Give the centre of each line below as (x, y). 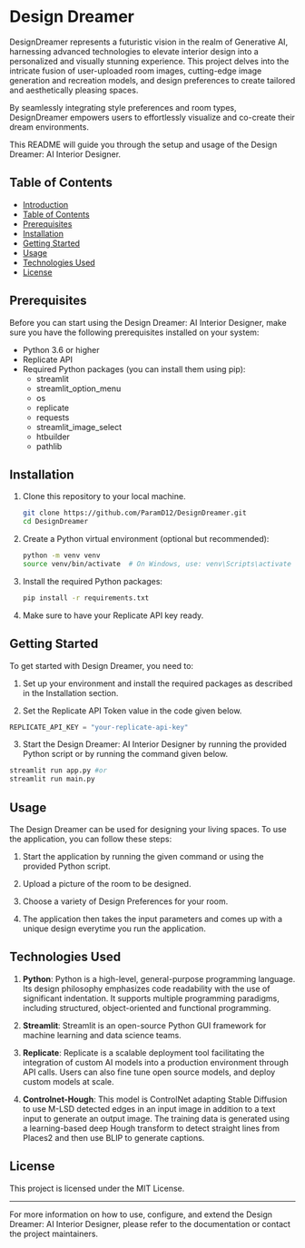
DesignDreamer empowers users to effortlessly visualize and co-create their (152, 117)
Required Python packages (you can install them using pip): (134, 369)
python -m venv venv (61, 555)
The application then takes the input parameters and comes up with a (152, 919)
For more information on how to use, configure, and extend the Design (141, 1214)
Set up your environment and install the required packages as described (157, 683)
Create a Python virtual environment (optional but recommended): (146, 539)
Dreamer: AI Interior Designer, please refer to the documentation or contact (150, 1223)
